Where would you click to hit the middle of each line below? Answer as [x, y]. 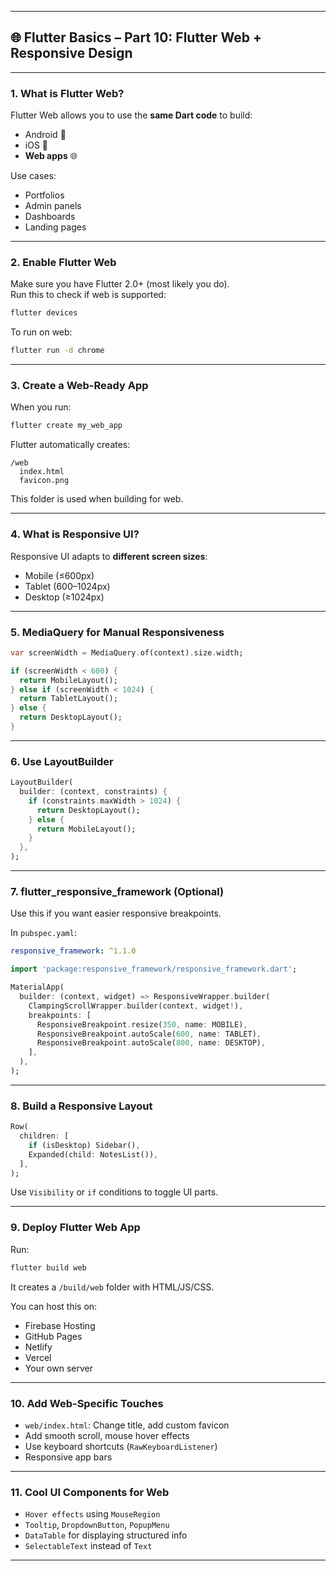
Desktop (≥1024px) [64, 597]
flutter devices [44, 313]
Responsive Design [71, 53]
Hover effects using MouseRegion [92, 1514]
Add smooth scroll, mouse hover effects [107, 1435]
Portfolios [44, 195]
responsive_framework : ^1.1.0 [73, 951]
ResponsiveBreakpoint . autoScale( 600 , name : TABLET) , [149, 1034]
